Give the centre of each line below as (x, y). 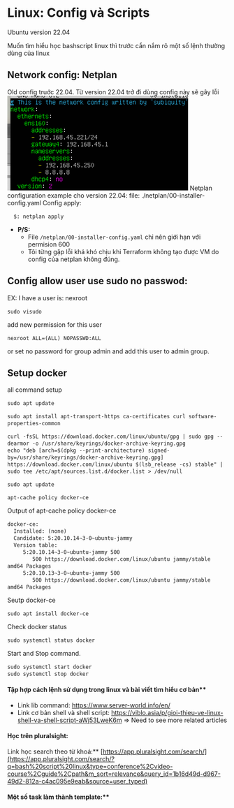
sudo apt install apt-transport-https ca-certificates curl (97, 417)
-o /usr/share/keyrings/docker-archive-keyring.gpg (109, 444)
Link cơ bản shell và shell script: (64, 712)
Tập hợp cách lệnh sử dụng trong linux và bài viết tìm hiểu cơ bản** (107, 689)
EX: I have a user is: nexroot (47, 298)
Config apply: (62, 203)
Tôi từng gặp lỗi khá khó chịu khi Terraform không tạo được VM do (123, 251)
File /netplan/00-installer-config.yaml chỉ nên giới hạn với (114, 237)
